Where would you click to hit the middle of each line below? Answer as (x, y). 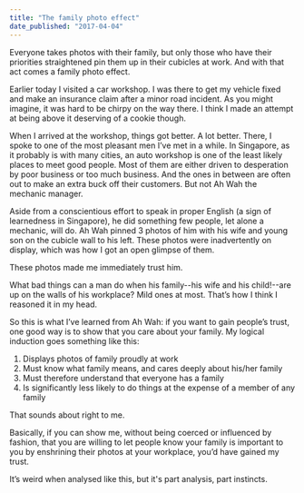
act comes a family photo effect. (70, 71)
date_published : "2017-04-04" (67, 26)
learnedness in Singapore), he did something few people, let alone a (137, 221)
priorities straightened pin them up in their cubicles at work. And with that (147, 62)
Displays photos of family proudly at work (100, 359)
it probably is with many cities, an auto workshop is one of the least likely (146, 154)
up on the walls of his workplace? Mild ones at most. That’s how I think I (144, 294)
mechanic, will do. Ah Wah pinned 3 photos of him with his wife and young (149, 230)
